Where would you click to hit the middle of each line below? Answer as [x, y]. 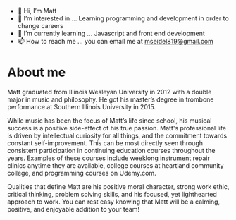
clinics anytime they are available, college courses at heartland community [116, 165]
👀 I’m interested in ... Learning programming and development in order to [123, 18]
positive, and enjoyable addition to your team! [73, 209]
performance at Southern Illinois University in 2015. [82, 106]
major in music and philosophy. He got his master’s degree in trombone [111, 99]
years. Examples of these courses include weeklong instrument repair [108, 158]
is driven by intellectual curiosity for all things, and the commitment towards [117, 135]
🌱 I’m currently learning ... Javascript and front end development [111, 33]
